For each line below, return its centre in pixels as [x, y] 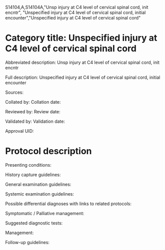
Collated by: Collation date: [33, 102]
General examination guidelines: [38, 184]
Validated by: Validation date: [35, 121]
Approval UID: [19, 131]
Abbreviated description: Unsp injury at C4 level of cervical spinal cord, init [82, 62]
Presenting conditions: [28, 165]
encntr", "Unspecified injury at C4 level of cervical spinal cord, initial [75, 12]
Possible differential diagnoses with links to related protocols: [68, 204]
